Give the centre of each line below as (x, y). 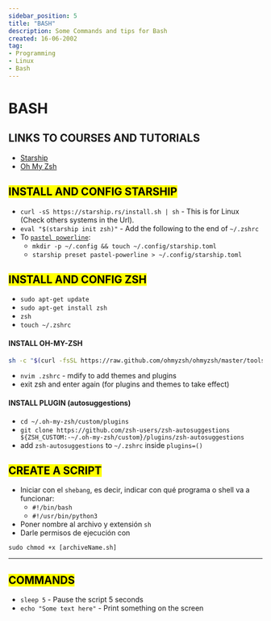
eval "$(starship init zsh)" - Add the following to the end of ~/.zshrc (140, 228)
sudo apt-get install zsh (63, 308)
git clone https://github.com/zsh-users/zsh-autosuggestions (125, 430)
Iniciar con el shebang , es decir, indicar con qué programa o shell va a (135, 490)
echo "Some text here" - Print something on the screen (112, 608)
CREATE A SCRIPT (55, 471)
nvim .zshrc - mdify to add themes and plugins (98, 376)
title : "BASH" (32, 23)
